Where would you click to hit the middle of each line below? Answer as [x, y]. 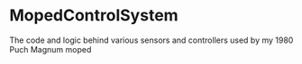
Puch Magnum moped [50, 49]
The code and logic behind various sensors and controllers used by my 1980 [151, 40]
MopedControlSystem [94, 16]
